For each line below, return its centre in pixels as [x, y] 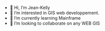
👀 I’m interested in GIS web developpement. [54, 13]
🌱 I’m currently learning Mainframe [45, 18]
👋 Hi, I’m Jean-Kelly [30, 8]
